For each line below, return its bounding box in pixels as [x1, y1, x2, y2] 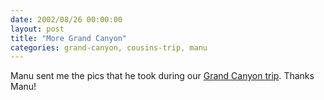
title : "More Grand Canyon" [10, 33, 128, 43]
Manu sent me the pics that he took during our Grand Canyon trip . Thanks [10, 70, 315, 82]
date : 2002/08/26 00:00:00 [10, 14, 123, 25]
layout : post [10, 24, 65, 34]
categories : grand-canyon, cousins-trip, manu [10, 42, 208, 53]
